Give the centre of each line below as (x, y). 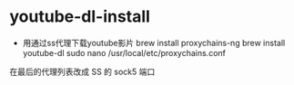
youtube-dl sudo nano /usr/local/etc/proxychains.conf (124, 52)
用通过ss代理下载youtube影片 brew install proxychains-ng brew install (154, 42)
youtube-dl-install (80, 17)
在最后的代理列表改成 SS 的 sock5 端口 (82, 71)
